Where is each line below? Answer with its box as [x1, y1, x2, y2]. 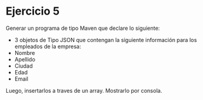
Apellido [14, 55, 36, 63]
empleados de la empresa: [14, 43, 81, 50]
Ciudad [14, 62, 33, 70]
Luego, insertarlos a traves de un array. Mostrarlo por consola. [5, 87, 162, 94]
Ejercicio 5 [5, 4, 60, 18]
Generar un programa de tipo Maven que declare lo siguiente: [5, 24, 160, 32]
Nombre [14, 49, 35, 56]
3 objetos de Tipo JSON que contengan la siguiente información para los [14, 36, 197, 43]
